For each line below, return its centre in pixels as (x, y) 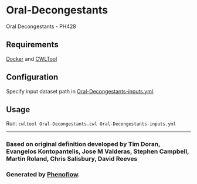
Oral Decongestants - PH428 (41, 26)
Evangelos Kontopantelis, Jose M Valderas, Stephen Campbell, (98, 151)
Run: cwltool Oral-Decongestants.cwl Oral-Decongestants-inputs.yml (91, 124)
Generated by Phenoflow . (43, 175)
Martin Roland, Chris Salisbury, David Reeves (72, 159)
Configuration (32, 77)
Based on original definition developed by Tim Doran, (83, 144)
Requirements (32, 45)
